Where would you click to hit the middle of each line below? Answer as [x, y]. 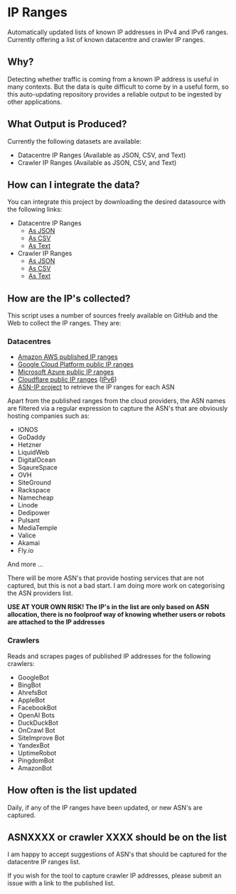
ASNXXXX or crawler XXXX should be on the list [117, 837]
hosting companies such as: [49, 416]
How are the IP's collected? [69, 298]
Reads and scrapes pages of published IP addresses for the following [109, 656]
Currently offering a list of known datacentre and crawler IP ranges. [106, 39]
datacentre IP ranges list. [44, 862]
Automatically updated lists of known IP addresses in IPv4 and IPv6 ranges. [118, 32]
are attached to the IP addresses [56, 622]
